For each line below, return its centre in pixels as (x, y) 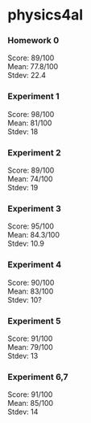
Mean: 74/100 (30, 179)
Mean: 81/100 (30, 123)
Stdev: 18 (23, 131)
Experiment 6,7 (38, 377)
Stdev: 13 (23, 355)
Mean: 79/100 (30, 347)
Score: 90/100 (31, 282)
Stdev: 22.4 (27, 76)
